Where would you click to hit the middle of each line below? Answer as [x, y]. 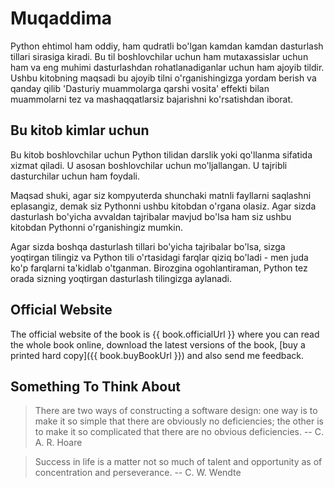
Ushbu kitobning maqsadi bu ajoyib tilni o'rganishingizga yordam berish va [163, 78]
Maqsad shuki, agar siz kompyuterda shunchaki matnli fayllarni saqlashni [161, 195]
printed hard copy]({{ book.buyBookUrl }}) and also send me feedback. [157, 355]
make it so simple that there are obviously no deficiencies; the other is [179, 421]
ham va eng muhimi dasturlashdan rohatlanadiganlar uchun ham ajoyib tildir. [167, 67]
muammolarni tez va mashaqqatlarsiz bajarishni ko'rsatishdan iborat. [152, 99]
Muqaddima [61, 18]
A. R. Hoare [58, 443]
